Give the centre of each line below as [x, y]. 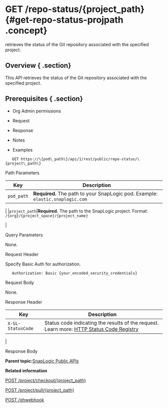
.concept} [26, 31]
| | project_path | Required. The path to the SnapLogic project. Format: [77, 211]
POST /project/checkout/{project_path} [46, 380]
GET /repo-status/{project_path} [75, 9]
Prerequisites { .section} [44, 99]
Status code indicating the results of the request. [101, 323]
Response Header [24, 302]
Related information [26, 370]
